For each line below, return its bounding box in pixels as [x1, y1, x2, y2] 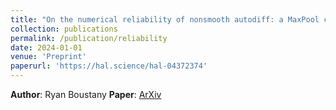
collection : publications [10, 24, 118, 34]
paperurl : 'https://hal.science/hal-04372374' [10, 61, 208, 71]
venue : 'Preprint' [10, 52, 87, 62]
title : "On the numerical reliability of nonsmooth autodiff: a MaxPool [10, 14, 320, 25]
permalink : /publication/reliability [10, 33, 168, 43]
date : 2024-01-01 [10, 42, 83, 53]
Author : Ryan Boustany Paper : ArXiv [10, 89, 162, 100]
